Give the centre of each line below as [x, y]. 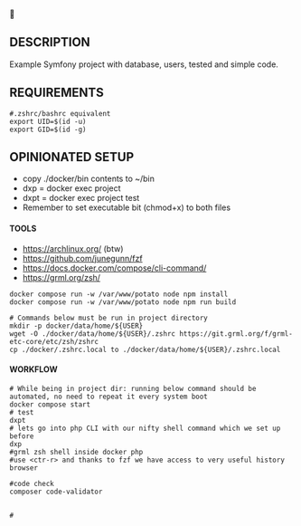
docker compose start [50, 404]
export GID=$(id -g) [48, 129]
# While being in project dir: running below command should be [133, 388]
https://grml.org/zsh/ [61, 277]
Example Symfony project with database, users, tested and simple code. [144, 64]
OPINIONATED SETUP [71, 157]
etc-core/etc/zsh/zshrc [54, 341]
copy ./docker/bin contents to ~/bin [89, 179]
